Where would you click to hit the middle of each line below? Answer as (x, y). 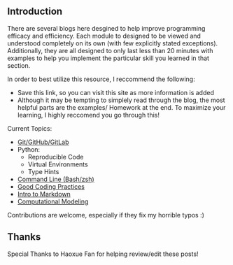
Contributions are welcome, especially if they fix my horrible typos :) (106, 215)
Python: (29, 149)
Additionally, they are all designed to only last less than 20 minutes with (110, 50)
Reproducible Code (56, 157)
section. (19, 65)
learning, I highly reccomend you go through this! (88, 115)
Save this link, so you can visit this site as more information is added (116, 92)
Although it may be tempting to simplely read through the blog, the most (121, 100)
